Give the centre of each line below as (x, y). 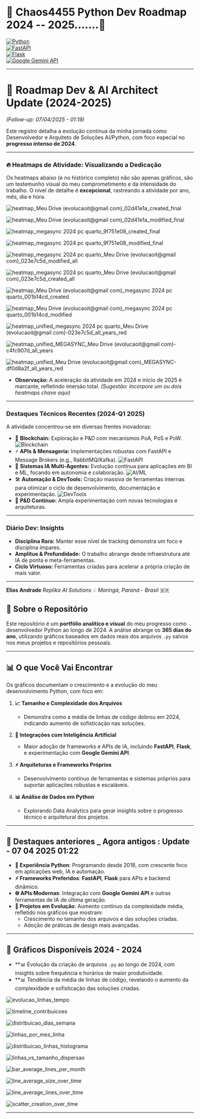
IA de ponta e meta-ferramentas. (55, 560)
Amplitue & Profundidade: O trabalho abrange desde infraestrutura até (102, 554)
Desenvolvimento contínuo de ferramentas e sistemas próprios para (107, 779)
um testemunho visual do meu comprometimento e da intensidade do (91, 184)
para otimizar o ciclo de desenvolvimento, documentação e (87, 488)
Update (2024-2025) (59, 103)
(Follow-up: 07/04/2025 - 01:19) (45, 119)
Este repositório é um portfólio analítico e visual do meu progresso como (96, 623)
